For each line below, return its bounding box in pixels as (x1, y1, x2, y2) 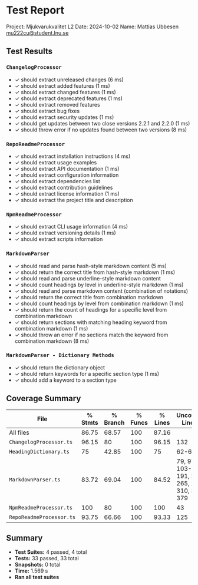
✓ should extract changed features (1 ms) (14, 88, 116, 95)
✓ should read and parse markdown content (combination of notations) (14, 287, 189, 295)
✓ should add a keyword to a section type (14, 376, 117, 384)
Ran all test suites (14, 574, 60, 581)
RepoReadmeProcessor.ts (9, 514, 76, 520)
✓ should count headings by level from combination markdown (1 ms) (14, 300, 184, 307)
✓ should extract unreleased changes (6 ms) (14, 76, 124, 83)
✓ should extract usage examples (14, 158, 97, 166)
